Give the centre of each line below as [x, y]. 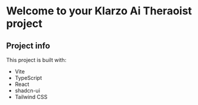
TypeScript [28, 78]
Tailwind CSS [31, 97]
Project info [28, 46]
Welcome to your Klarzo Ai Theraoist [99, 11]
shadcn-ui [27, 90]
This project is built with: [36, 60]
